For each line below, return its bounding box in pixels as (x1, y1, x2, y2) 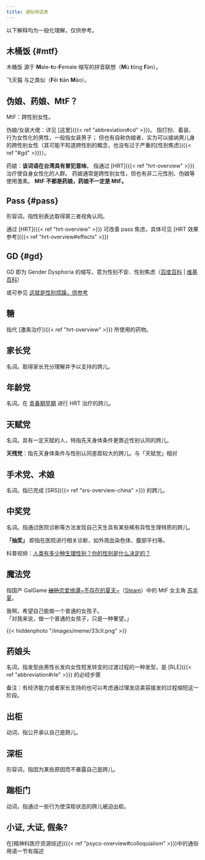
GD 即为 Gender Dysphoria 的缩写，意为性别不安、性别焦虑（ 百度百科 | (6, 268, 186, 275)
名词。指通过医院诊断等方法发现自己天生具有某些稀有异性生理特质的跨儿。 (6, 523, 193, 531)
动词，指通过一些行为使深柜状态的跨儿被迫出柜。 (6, 803, 129, 810)
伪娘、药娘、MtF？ (6, 96, 78, 106)
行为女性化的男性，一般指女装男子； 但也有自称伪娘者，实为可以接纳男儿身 (6, 134, 195, 141)
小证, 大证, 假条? (6, 822, 68, 833)
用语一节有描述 (6, 847, 44, 855)
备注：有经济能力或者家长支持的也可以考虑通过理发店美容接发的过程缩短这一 (6, 684, 199, 691)
